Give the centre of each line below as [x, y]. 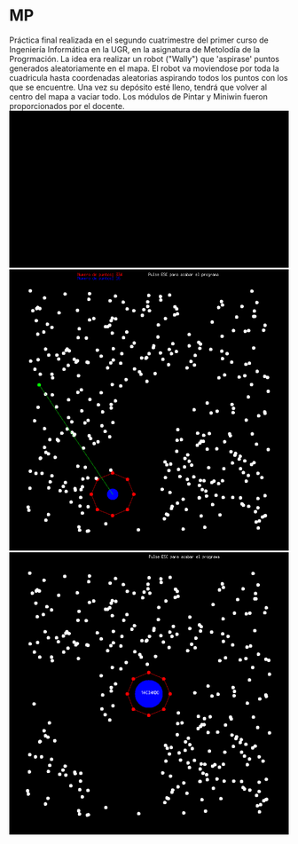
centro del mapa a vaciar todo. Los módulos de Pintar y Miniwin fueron [138, 96]
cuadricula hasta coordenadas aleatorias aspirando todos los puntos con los [149, 77]
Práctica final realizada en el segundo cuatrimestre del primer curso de [139, 40]
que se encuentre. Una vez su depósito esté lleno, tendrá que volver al [138, 87]
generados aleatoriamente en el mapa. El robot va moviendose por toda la [144, 68]
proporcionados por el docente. [67, 106]
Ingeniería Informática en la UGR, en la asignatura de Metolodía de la [134, 49]
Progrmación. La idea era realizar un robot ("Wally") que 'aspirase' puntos [144, 59]
